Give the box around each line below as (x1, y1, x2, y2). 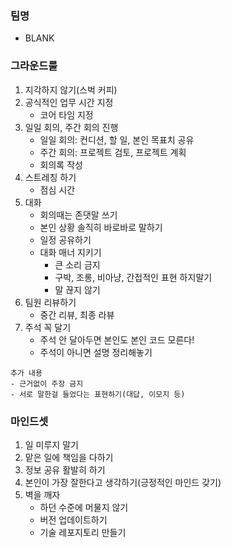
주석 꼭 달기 (24, 321, 72, 333)
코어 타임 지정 (39, 108, 94, 121)
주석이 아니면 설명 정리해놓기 (39, 346, 153, 358)
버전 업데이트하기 (39, 513, 108, 526)
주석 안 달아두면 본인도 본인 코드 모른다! (39, 333, 195, 346)
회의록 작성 (39, 158, 83, 171)
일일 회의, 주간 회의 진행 (24, 121, 119, 133)
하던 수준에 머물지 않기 (39, 501, 129, 513)
